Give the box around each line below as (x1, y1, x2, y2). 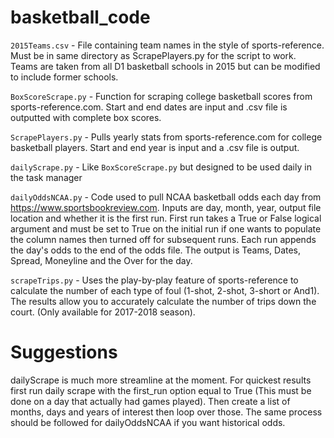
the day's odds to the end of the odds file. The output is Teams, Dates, (10, 244, 302, 256)
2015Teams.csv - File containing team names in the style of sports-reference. (10, 39, 325, 51)
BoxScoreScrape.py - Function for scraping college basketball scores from (10, 90, 313, 102)
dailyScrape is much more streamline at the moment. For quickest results (10, 374, 312, 386)
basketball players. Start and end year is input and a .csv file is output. (10, 141, 300, 153)
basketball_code (10, 6, 151, 29)
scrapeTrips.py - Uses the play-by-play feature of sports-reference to (10, 274, 299, 286)
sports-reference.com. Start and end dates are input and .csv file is (10, 101, 288, 113)
